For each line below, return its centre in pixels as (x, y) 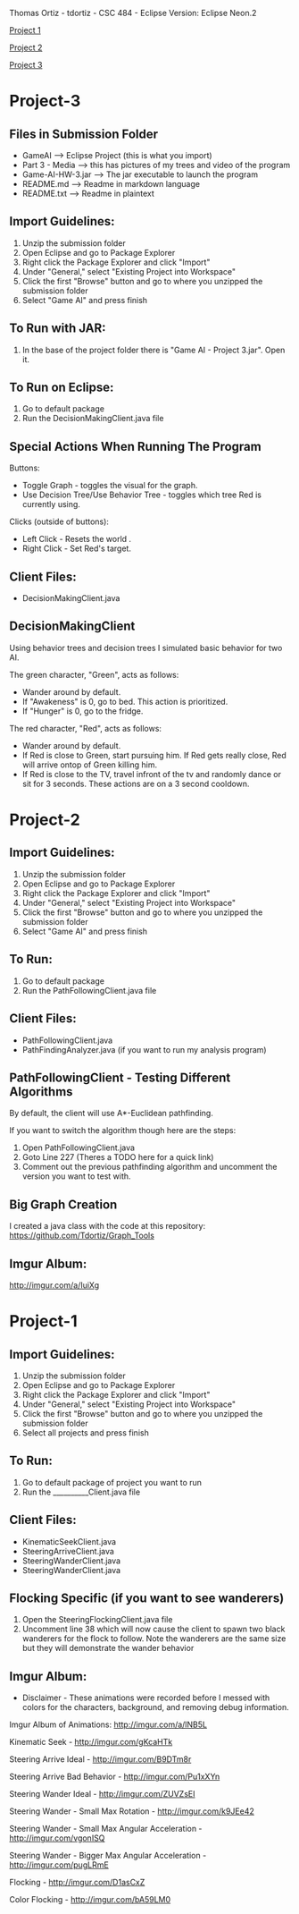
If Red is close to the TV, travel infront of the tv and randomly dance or (151, 774)
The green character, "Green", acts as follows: (94, 674)
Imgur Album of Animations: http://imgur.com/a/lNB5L (108, 1724)
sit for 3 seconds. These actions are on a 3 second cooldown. (136, 783)
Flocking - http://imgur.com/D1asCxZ (77, 1883)
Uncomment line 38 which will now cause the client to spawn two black (154, 1629)
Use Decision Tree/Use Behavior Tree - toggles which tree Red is (141, 495)
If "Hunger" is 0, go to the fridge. (83, 711)
